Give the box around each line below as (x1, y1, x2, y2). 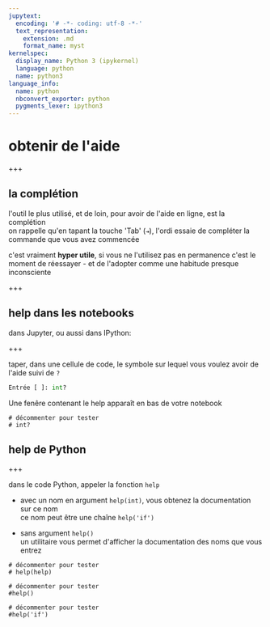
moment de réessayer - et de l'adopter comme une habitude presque (8, 258, 239, 268)
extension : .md (23, 34, 74, 43)
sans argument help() (19, 528, 95, 538)
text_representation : (15, 27, 89, 35)
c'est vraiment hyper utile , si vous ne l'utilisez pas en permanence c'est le (8, 250, 256, 260)
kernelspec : (8, 49, 49, 57)
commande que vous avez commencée (8, 234, 140, 244)
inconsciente (8, 267, 52, 277)
